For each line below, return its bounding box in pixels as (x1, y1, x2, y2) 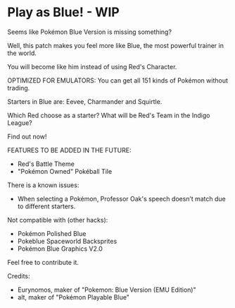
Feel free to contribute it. (7, 258, 80, 266)
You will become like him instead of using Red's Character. (7, 62, 177, 71)
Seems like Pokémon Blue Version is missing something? (7, 28, 172, 36)
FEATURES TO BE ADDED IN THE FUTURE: (7, 146, 132, 154)
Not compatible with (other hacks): (7, 215, 108, 224)
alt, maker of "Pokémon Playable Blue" (17, 292, 130, 301)
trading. (7, 83, 30, 92)
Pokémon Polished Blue (17, 229, 87, 237)
